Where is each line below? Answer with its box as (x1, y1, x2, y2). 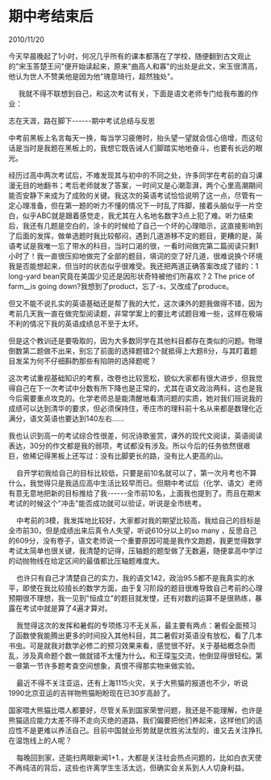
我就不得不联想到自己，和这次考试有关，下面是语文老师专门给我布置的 (18, 88, 252, 98)
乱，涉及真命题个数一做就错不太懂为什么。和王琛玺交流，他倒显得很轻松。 (8, 651, 256, 660)
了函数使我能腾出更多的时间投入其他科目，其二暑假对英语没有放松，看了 (8, 631, 248, 640)
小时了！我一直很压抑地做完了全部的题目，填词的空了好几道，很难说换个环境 (8, 251, 263, 261)
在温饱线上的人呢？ (8, 736, 73, 745)
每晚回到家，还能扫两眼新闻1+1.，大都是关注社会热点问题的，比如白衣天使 (15, 753, 262, 762)
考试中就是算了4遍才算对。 (22, 603, 113, 613)
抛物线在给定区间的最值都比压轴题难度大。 (22, 556, 164, 565)
